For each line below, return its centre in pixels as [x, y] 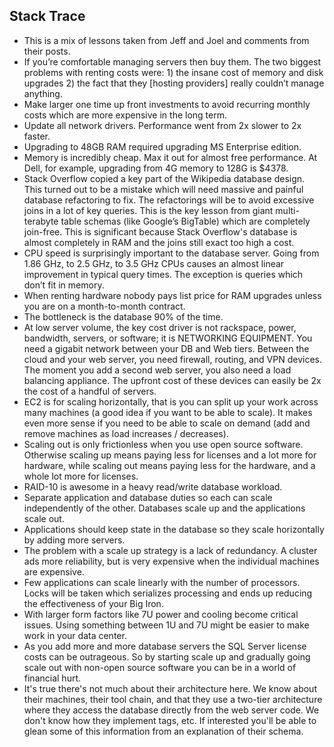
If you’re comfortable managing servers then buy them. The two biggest [172, 61]
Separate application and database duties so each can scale [148, 497]
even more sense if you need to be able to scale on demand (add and [167, 423]
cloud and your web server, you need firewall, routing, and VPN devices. [172, 359]
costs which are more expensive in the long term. [125, 115]
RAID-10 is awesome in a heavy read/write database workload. [153, 486]
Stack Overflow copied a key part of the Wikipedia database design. [164, 178]
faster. [37, 136]
